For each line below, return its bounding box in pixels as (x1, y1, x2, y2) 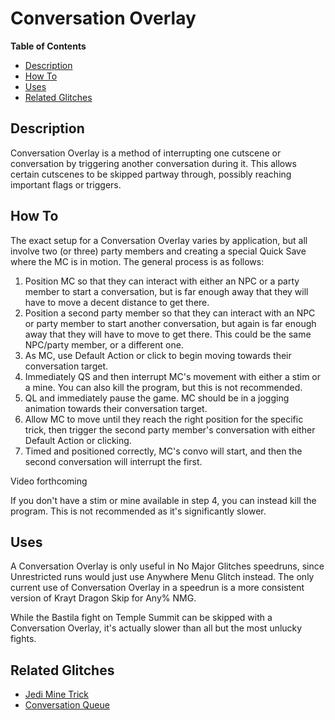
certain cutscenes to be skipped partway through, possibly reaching (10, 168, 292, 180)
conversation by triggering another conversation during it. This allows (10, 157, 297, 169)
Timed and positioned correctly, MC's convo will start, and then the (24, 445, 303, 457)
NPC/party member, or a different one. (24, 338, 184, 351)
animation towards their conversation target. (24, 402, 208, 414)
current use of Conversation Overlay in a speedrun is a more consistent (10, 582, 305, 594)
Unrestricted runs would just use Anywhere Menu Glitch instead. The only (10, 571, 315, 583)
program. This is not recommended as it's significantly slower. (10, 505, 267, 517)
